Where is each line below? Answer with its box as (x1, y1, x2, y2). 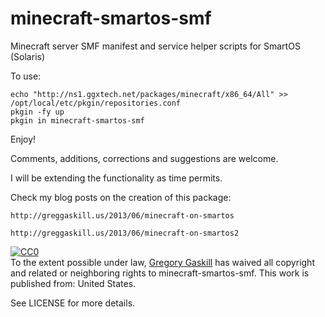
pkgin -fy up (10, 107, 65, 117)
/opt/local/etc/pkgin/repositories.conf (10, 98, 182, 108)
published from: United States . (10, 277, 137, 289)
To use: (10, 70, 42, 82)
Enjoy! (10, 133, 37, 145)
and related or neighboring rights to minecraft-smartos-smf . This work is (10, 267, 310, 279)
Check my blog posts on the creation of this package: (10, 191, 232, 203)
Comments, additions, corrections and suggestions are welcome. (10, 152, 279, 164)
